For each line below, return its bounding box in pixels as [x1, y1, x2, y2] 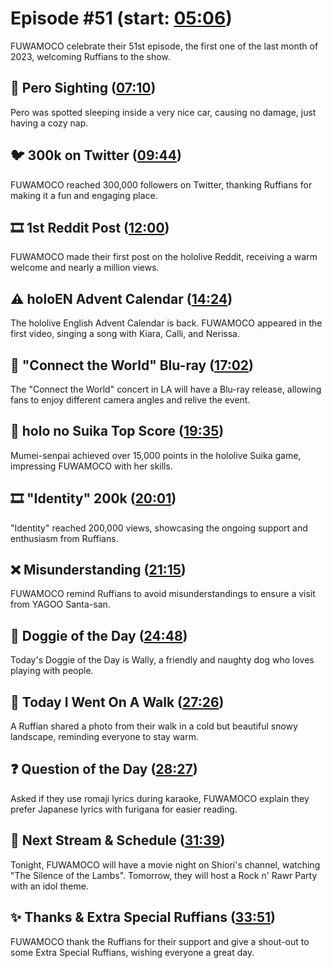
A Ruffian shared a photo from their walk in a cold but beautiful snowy [10, 720, 298, 732]
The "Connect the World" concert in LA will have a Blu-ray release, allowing [10, 383, 322, 395]
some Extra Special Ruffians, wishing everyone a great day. [10, 946, 255, 958]
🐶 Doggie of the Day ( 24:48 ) [10, 627, 188, 644]
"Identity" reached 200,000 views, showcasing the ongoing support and [10, 522, 308, 534]
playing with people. [10, 665, 94, 677]
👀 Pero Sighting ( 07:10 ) [10, 80, 157, 97]
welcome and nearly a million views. [10, 262, 160, 274]
